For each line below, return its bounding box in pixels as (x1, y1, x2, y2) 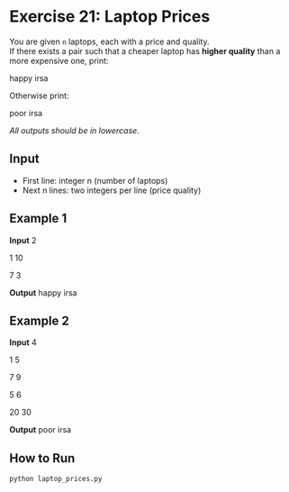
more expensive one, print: (9, 55, 109, 66)
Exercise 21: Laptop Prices (9, 6, 211, 27)
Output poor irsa (9, 424, 72, 435)
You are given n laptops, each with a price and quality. (9, 36, 210, 47)
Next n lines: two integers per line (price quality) (22, 185, 202, 196)
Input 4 (9, 337, 38, 348)
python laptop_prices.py (9, 475, 103, 484)
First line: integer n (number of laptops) (22, 175, 168, 186)
